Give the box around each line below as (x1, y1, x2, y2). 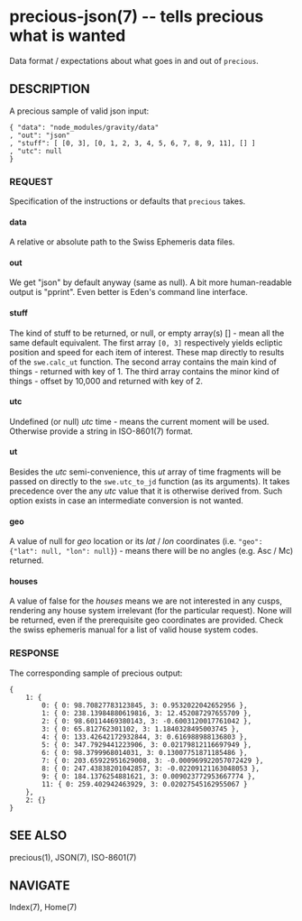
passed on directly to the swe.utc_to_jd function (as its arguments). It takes (9, 476, 290, 487)
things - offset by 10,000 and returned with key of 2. (9, 375, 204, 386)
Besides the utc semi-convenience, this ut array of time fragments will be (9, 466, 281, 477)
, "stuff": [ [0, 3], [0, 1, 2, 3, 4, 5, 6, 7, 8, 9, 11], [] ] (9, 138, 256, 148)
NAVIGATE (9, 878, 70, 893)
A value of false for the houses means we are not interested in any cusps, (9, 595, 282, 606)
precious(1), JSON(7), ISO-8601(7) (9, 852, 137, 862)
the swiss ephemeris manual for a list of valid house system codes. (9, 624, 259, 635)
